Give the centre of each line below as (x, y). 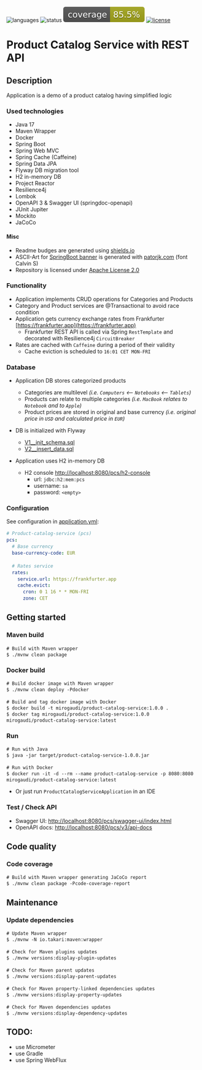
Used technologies (35, 111)
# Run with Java (27, 749)
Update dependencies (40, 920)
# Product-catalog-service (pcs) (49, 534)
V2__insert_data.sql (49, 449)
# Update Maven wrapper (37, 933)
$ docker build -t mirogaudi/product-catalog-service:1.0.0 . (87, 708)
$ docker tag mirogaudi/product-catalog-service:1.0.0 (78, 714)
